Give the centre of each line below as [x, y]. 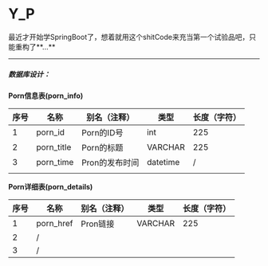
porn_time [55, 162]
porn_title [54, 147]
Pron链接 [98, 224]
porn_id [51, 132]
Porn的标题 [102, 147]
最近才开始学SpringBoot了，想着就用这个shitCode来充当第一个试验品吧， [129, 37]
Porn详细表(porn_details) [51, 186]
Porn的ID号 [102, 132]
